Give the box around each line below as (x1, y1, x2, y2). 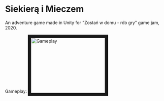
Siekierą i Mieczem (5, 3, 84, 15)
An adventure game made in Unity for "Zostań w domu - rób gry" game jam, (5, 20, 160, 25)
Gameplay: (5, 88, 27, 94)
